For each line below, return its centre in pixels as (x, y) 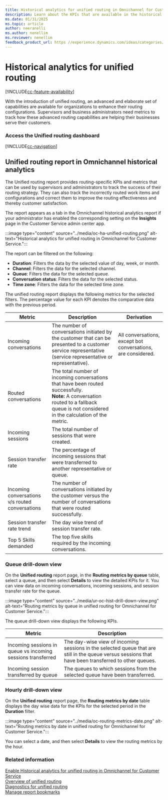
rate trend (19, 528)
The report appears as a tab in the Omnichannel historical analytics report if (83, 212)
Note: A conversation (76, 396)
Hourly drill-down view (34, 690)
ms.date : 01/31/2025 (27, 19)
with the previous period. (31, 304)
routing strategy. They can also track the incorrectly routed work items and (82, 192)
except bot (130, 341)
